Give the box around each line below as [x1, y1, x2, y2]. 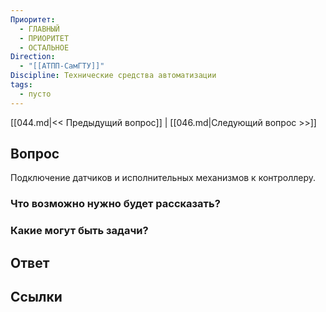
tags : [10, 80, 33, 90]
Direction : [10, 52, 56, 62]
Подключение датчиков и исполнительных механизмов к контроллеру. [10, 172, 317, 184]
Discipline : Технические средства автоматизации [10, 71, 217, 81]
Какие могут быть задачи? [10, 224, 149, 238]
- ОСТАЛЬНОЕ [19, 42, 70, 53]
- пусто [19, 89, 52, 99]
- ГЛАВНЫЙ [19, 24, 60, 34]
